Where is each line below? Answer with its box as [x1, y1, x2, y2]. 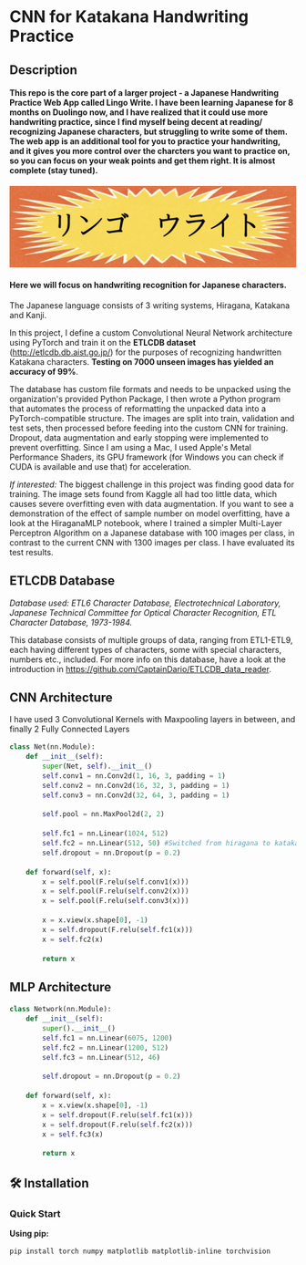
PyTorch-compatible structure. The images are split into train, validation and [9, 412, 295, 423]
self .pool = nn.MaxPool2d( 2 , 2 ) [42, 810, 166, 819]
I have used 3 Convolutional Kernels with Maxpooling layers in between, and [9, 714, 296, 725]
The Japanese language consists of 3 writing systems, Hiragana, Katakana [9, 299, 291, 311]
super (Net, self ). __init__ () [42, 762, 153, 772]
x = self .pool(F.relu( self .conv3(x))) [42, 897, 189, 906]
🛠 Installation [9, 1175, 89, 1191]
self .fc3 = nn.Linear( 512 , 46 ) [42, 1052, 161, 1062]
